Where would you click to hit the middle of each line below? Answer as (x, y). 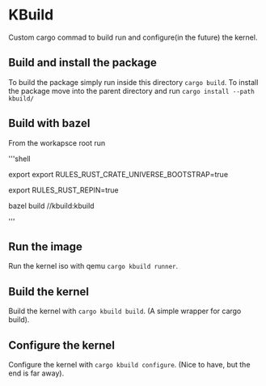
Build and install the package (83, 63)
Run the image (46, 246)
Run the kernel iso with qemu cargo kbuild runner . (93, 266)
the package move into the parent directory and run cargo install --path (131, 91)
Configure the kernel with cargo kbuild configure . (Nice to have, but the (129, 365)
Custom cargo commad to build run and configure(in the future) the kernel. (133, 37)
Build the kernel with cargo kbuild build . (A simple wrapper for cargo (125, 311)
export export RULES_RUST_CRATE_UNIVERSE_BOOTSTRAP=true (118, 174)
